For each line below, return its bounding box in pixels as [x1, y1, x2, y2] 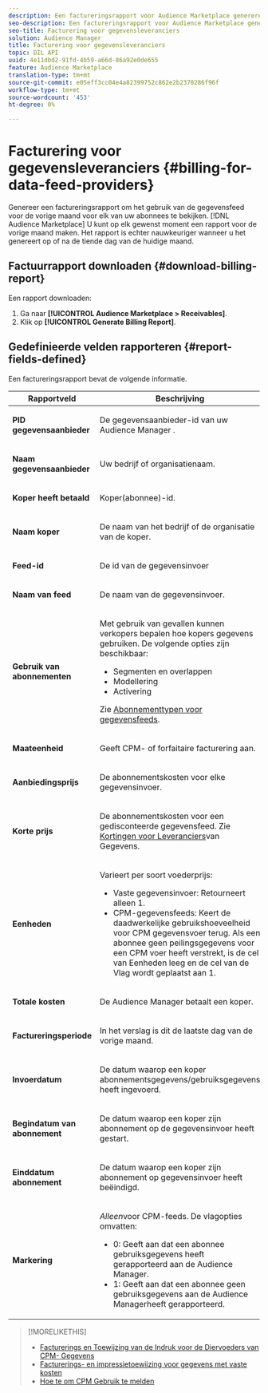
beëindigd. [99, 1181, 140, 1193]
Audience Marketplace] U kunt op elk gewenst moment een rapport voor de [8, 220, 258, 229]
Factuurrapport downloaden [8, 259, 152, 273]
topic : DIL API [8, 49, 59, 57]
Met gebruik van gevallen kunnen [99, 618, 225, 629]
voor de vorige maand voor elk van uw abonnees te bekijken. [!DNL [8, 211, 230, 220]
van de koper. [99, 531, 152, 542]
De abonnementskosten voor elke [99, 771, 226, 782]
